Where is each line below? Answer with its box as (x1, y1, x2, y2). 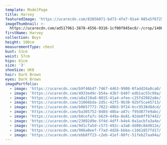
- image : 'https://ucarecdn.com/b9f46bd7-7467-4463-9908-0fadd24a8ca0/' (9, 86, 164, 91)
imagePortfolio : (5, 81, 39, 86)
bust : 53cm (5, 49, 28, 54)
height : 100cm (5, 40, 35, 45)
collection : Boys (5, 35, 41, 40)
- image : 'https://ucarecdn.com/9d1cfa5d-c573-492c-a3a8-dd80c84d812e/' (9, 123, 164, 128)
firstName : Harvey (5, 30, 43, 35)
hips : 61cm (5, 58, 28, 63)
